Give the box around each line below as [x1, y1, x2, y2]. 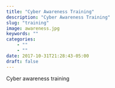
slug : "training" [6, 20, 49, 26]
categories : [6, 36, 36, 42]
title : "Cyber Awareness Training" [6, 8, 95, 15]
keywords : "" [6, 31, 39, 37]
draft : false [6, 58, 39, 64]
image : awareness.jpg [6, 25, 60, 32]
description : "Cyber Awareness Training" [6, 14, 111, 20]
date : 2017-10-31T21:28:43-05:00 [6, 53, 89, 59]
